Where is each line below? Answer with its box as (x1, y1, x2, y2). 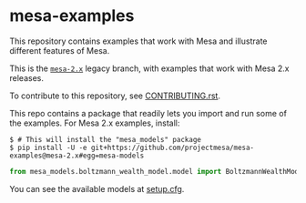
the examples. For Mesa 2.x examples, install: (9, 117, 180, 128)
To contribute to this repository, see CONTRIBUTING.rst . (9, 90, 221, 101)
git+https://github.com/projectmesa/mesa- (90, 143, 255, 152)
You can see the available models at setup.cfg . (9, 183, 185, 194)
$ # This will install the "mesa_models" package (9, 135, 202, 144)
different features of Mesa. (9, 45, 110, 56)
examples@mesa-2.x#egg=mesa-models (9, 151, 145, 160)
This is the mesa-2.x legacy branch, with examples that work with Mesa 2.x (9, 63, 290, 74)
